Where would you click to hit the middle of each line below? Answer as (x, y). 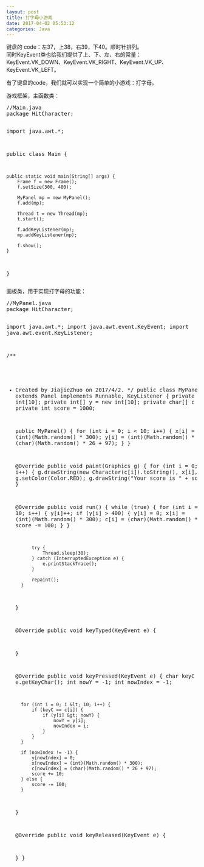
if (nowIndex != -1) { (49, 753)
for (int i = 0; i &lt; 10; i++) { (66, 705)
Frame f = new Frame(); (47, 182)
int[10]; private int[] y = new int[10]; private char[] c (105, 402)
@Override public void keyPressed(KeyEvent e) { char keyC (105, 676)
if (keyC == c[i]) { (57, 710)
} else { (32, 779)
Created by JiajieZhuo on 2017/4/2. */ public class (95, 390)
